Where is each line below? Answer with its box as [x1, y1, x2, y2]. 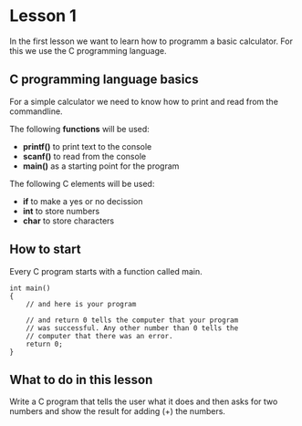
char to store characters [22, 215, 115, 226]
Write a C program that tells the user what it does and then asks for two [9, 396, 278, 407]
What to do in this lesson [9, 371, 153, 388]
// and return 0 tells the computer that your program [26, 316, 239, 325]
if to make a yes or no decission [22, 195, 143, 206]
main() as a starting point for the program [22, 161, 180, 171]
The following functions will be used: [9, 123, 151, 134]
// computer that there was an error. [26, 331, 173, 340]
